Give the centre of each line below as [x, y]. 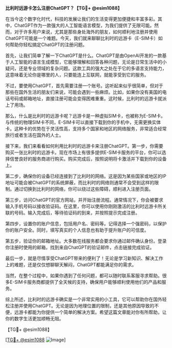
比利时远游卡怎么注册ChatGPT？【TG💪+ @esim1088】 [64, 8]
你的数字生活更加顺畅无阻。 [35, 318]
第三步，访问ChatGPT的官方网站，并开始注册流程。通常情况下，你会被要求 [84, 200]
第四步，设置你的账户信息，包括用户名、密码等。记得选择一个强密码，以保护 [86, 224]
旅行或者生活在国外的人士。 [35, 135]
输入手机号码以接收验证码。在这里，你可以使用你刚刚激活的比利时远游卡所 [84, 206]
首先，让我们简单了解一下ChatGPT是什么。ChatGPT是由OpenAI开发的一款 [84, 55]
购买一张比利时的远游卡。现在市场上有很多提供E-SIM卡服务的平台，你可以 [84, 152]
